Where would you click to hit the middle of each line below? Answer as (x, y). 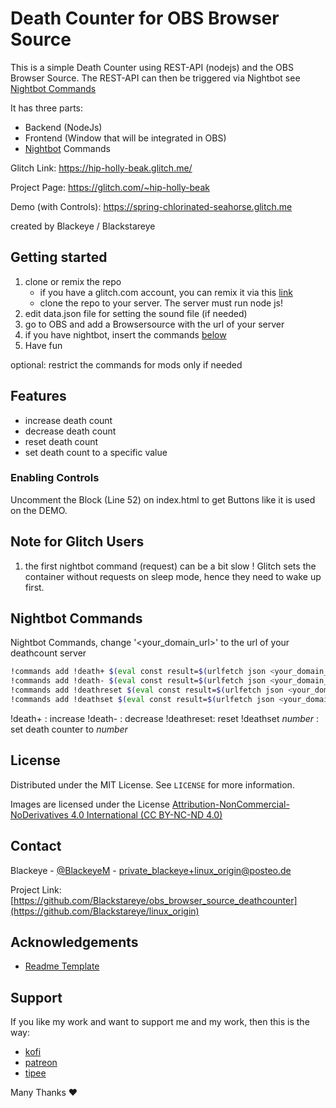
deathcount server (48, 653)
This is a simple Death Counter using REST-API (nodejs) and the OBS (152, 67)
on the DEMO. (39, 510)
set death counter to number (69, 729)
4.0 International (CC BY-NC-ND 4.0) (146, 814)
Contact (36, 846)
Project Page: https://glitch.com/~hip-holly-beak (110, 187)
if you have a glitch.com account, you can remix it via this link (166, 292)
